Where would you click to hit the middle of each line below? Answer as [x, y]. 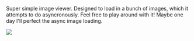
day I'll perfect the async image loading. [54, 21]
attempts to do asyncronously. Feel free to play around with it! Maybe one [95, 15]
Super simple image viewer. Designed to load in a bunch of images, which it [97, 8]
